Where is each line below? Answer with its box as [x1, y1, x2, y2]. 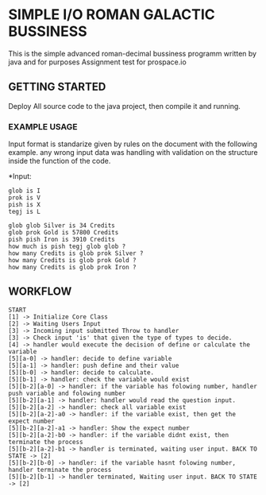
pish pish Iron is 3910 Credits [8, 236, 115, 244]
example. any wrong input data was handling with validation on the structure [8, 148, 258, 157]
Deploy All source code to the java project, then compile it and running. [8, 101, 241, 110]
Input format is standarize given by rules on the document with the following [8, 139, 258, 149]
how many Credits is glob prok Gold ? [8, 257, 137, 265]
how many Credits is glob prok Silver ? [8, 249, 145, 257]
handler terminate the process [8, 466, 112, 474]
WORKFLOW [8, 284, 72, 299]
